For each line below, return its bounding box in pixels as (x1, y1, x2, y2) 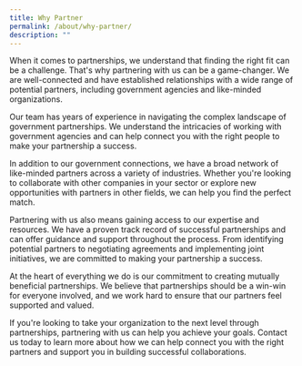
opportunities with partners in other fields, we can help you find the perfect (9, 188, 292, 198)
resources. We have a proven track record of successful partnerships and (9, 224, 287, 235)
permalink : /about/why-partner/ (9, 22, 132, 31)
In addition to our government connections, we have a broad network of (9, 158, 279, 169)
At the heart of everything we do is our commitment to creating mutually (9, 270, 280, 282)
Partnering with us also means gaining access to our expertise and (9, 215, 259, 226)
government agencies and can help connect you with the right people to (9, 131, 280, 142)
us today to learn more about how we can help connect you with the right (9, 337, 285, 348)
